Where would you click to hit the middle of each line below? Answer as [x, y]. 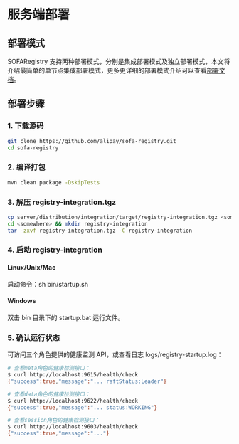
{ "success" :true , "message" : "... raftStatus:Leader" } [87, 381]
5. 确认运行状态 [34, 337]
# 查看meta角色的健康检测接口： [49, 368]
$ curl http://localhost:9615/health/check [73, 375]
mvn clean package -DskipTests [54, 182]
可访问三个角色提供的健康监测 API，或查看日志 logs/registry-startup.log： [115, 355]
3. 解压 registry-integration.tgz [62, 202]
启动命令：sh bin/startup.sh [48, 284]
